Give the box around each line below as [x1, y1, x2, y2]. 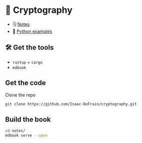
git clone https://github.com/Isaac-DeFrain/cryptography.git [5, 101, 137, 106]
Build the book [5, 115, 51, 124]
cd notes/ [5, 129, 26, 134]
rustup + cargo [12, 59, 43, 65]
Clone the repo [5, 92, 36, 98]
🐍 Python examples [12, 28, 52, 34]
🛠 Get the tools [5, 43, 54, 52]
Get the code [5, 79, 46, 87]
